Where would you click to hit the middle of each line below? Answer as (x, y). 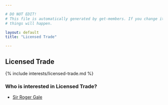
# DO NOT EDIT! (21, 14)
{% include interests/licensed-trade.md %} (49, 73)
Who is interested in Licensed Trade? (51, 86)
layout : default (22, 32)
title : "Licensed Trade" (31, 37)
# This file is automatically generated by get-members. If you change (81, 19)
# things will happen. (29, 23)
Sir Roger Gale (27, 97)
